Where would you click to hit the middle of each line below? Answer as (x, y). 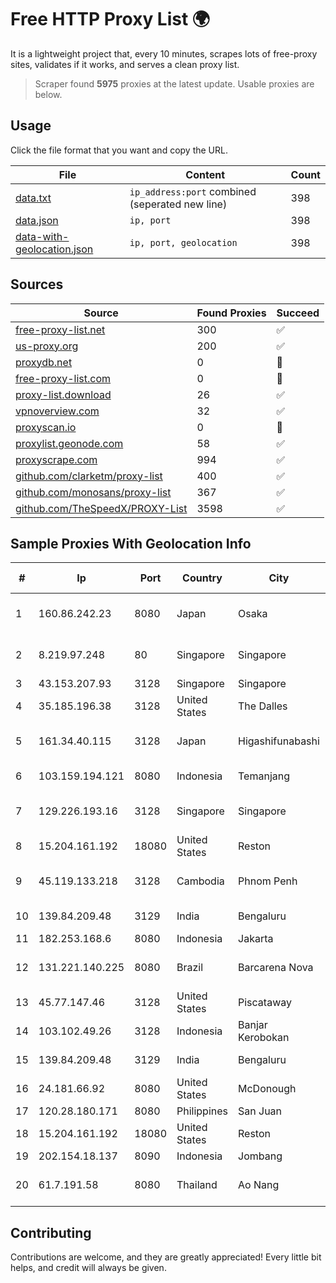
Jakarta (256, 939)
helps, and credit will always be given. (88, 1268)
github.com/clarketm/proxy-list (89, 476)
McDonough (267, 1089)
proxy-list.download (63, 394)
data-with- (42, 236)
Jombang (260, 1156)
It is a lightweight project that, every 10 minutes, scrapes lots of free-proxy (164, 53)
